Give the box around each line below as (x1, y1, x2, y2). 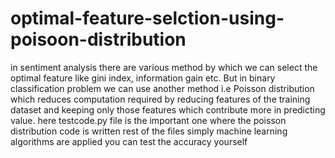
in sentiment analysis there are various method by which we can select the (10, 61, 318, 73)
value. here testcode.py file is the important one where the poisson (10, 114, 287, 126)
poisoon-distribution (10, 28, 187, 51)
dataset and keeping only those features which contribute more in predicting (10, 103, 326, 116)
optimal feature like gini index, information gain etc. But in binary (10, 72, 276, 84)
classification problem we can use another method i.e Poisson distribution (10, 82, 315, 94)
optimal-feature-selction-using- (10, 7, 285, 30)
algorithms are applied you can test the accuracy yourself (10, 135, 248, 147)
